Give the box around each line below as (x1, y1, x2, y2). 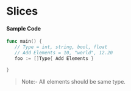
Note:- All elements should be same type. (21, 78, 126, 85)
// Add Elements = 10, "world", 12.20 (14, 50, 113, 56)
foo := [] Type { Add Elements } (14, 56, 94, 62)
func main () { (6, 38, 43, 45)
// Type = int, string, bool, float (14, 44, 108, 50)
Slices (6, 4, 38, 18)
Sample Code (6, 24, 41, 32)
